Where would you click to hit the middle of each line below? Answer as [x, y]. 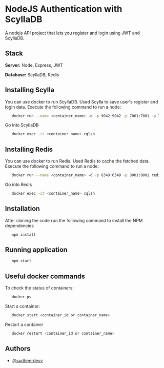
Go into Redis [19, 184]
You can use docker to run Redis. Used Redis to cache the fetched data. [77, 161]
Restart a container [24, 324]
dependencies [20, 225]
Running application [36, 250]
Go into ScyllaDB [22, 125]
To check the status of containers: [40, 288]
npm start [21, 261]
